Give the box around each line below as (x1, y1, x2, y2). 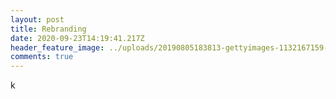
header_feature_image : (10, 42, 105, 53)
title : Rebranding (10, 24, 87, 34)
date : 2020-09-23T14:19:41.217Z (10, 33, 145, 43)
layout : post (10, 14, 65, 25)
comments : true (10, 52, 74, 62)
